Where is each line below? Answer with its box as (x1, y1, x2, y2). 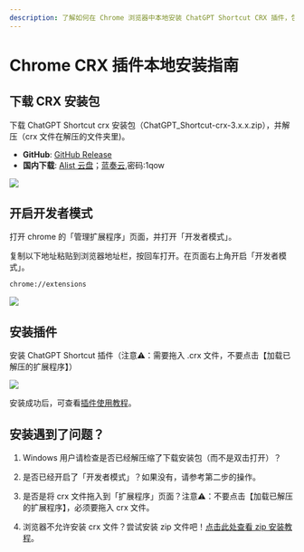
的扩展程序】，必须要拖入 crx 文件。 (22, 501, 155, 512)
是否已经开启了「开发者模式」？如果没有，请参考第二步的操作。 (22, 471, 261, 482)
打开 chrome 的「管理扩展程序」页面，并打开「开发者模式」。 (9, 232, 237, 243)
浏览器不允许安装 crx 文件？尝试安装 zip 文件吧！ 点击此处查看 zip (22, 521, 267, 532)
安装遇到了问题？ (9, 426, 105, 442)
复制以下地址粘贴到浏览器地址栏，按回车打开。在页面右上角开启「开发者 (9, 251, 279, 262)
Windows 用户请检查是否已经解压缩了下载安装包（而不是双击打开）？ (22, 452, 282, 462)
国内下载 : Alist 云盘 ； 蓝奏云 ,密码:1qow (22, 159, 166, 170)
